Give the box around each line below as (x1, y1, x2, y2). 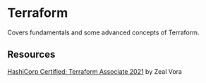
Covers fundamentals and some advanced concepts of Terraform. (7, 28, 200, 37)
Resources (7, 49, 56, 60)
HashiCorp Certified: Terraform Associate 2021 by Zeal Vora (7, 67, 182, 75)
